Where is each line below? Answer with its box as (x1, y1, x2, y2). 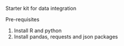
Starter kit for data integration (5, 5, 77, 11)
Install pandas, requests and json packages (13, 33, 118, 40)
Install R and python (13, 27, 62, 34)
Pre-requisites (5, 16, 40, 22)
